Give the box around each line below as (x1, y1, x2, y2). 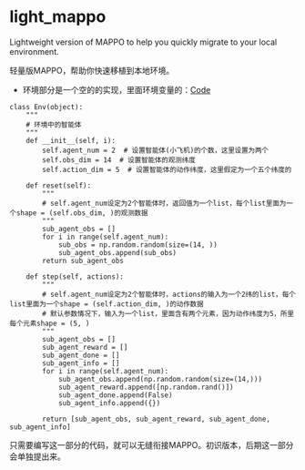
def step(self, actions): (25, 271, 125, 281)
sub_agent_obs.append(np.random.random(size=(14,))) (57, 374, 262, 383)
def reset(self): (25, 180, 92, 190)
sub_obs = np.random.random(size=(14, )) (57, 240, 219, 250)
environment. (9, 46, 59, 56)
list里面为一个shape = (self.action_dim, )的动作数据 (9, 299, 204, 309)
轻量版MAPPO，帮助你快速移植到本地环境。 (9, 65, 175, 76)
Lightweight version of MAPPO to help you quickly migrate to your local (9, 36, 278, 47)
